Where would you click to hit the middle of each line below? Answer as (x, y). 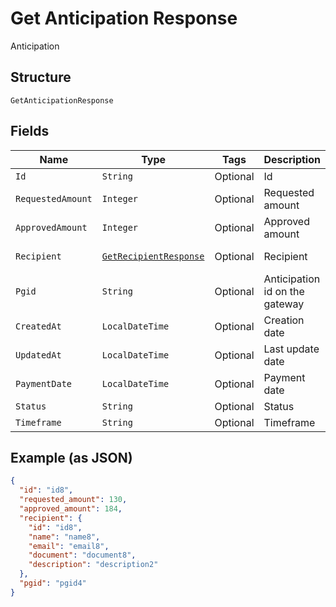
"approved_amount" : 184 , (71, 509)
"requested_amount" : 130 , (73, 500)
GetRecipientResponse (153, 256)
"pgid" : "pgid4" (53, 583)
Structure (41, 77)
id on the (284, 291)
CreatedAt (38, 326)
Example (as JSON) (71, 457)
